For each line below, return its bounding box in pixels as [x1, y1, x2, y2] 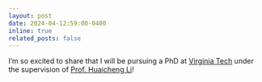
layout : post [8, 11, 53, 20]
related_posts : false [8, 34, 82, 43]
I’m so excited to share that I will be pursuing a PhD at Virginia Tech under [8, 56, 255, 66]
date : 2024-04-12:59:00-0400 [8, 19, 107, 27]
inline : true [8, 27, 53, 35]
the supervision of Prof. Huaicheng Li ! [8, 65, 135, 75]
